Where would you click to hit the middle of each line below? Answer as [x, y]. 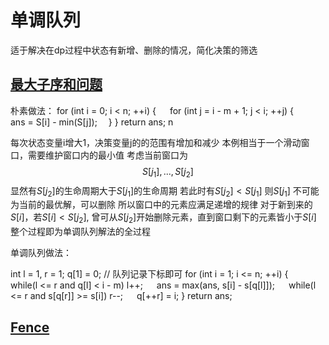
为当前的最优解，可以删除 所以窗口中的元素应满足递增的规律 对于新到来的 [161, 205]
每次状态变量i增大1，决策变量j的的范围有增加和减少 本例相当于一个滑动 [156, 142]
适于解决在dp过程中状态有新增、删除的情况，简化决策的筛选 [134, 50]
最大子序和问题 [56, 84]
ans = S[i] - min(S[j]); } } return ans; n [92, 122]
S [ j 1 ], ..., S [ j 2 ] [168, 172]
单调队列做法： [41, 253]
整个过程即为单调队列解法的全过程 [80, 232]
